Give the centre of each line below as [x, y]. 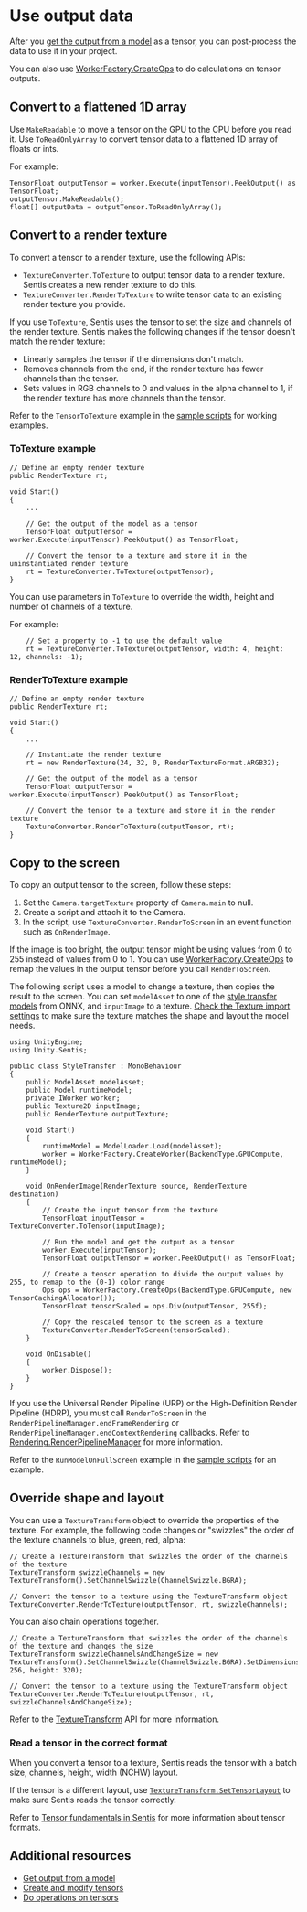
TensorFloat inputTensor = [94, 1218]
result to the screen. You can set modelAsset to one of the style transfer [143, 996]
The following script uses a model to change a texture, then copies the [143, 986]
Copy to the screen [65, 863]
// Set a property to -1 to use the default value [124, 641]
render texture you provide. [74, 304]
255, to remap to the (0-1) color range [88, 1282]
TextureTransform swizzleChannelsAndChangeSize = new [114, 1654]
